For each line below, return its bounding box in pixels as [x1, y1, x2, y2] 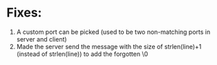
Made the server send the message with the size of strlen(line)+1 [16, 42, 202, 50]
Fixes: [6, 5, 42, 21]
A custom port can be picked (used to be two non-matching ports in [16, 28, 211, 36]
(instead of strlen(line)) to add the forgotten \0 [16, 50, 149, 58]
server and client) [16, 35, 67, 43]
